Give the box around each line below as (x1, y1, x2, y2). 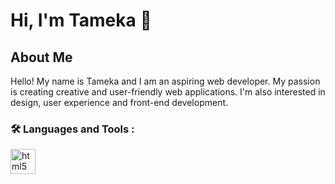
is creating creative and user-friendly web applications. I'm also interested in (10, 86, 326, 98)
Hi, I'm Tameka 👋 (10, 9, 152, 32)
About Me (10, 49, 73, 66)
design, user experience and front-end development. (10, 97, 229, 108)
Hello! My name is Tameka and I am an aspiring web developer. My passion (10, 75, 321, 87)
